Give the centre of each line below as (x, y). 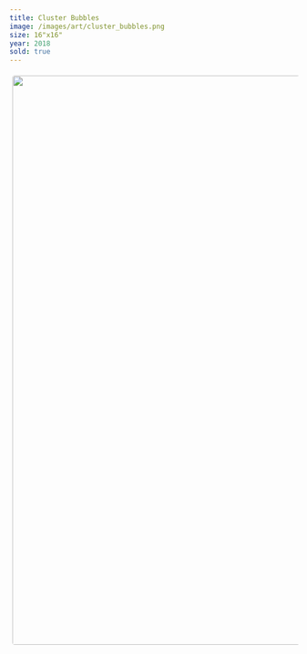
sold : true (30, 52)
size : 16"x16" (36, 35)
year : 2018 (30, 43)
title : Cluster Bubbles (55, 18)
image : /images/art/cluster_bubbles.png (87, 26)
